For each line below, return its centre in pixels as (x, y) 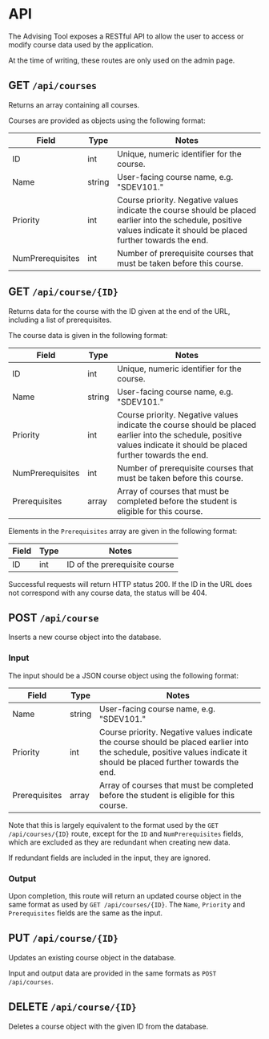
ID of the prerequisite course (120, 564)
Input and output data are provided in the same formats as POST (112, 973)
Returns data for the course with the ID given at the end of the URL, (119, 311)
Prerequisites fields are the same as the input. (85, 913)
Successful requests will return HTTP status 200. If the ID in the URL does (130, 584)
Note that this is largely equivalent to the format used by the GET (113, 825)
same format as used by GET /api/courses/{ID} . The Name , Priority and (127, 904)
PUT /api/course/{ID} (63, 938)
